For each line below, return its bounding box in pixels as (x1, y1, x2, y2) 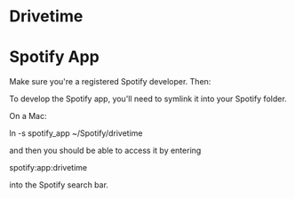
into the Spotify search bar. (9, 179, 109, 190)
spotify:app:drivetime (9, 163, 87, 173)
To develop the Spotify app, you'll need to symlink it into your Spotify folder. (9, 93, 287, 104)
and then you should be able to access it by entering (9, 145, 202, 156)
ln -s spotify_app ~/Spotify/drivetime (9, 128, 144, 139)
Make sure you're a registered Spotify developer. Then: (9, 76, 211, 87)
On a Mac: (9, 111, 47, 122)
